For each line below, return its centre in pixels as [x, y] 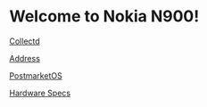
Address [25, 58]
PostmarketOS [36, 75]
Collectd [25, 41]
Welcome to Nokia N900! [104, 16]
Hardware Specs [40, 93]
